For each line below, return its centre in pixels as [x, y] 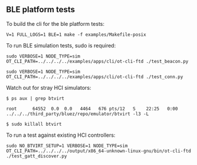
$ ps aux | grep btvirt [35, 98]
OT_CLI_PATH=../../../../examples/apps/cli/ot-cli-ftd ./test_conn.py [95, 77]
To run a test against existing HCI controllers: [61, 135]
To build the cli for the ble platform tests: [55, 23]
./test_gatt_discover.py [37, 156]
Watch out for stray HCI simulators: [49, 87]
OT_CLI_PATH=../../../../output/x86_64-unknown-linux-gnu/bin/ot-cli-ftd [99, 151]
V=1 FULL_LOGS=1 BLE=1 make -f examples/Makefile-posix [76, 35]
